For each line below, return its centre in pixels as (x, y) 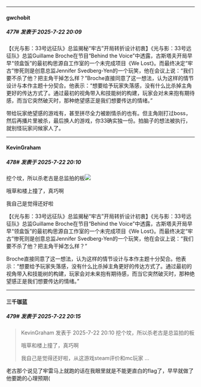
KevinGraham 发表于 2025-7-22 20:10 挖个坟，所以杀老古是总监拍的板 (108, 333)
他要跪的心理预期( (28, 378)
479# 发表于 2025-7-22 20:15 (44, 317)
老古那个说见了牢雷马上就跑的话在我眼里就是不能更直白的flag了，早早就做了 (100, 370)
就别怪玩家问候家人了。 (35, 128)
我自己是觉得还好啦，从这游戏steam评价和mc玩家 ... (85, 358)
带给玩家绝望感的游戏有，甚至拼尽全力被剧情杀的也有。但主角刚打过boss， (99, 113)
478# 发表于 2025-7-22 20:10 (44, 162)
